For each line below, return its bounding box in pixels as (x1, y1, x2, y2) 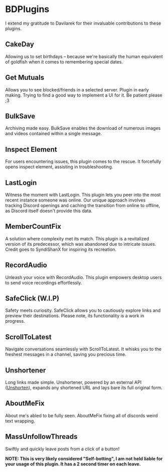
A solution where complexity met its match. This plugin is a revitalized (5, 235, 149, 242)
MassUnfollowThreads (5, 432, 78, 441)
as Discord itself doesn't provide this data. (5, 208, 93, 214)
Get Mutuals (5, 73, 44, 82)
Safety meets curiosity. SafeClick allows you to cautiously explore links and (5, 308, 161, 314)
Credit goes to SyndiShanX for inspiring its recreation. (5, 246, 117, 252)
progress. (5, 318, 25, 324)
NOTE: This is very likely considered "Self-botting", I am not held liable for (5, 455, 163, 461)
